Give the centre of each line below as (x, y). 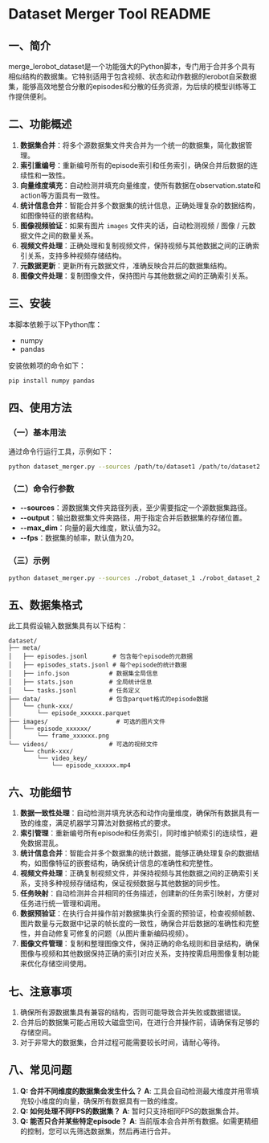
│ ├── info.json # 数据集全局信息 (83, 674)
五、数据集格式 (45, 604)
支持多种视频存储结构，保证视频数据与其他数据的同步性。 (129, 884)
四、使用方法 (40, 408)
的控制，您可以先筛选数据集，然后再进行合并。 (97, 1131)
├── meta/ (25, 648)
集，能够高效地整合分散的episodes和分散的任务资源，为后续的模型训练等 (129, 86)
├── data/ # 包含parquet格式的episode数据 (108, 700)
